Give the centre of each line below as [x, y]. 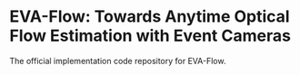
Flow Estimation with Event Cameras [150, 36]
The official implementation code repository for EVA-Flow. [118, 61]
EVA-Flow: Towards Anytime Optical [150, 17]
